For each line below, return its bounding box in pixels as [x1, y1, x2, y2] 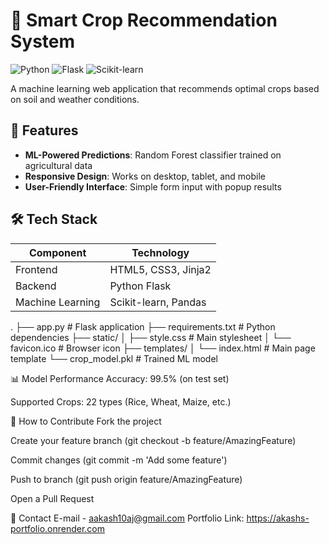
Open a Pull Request [10, 492, 95, 504]
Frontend [15, 262, 58, 276]
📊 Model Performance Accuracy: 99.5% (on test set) [10, 372, 230, 384]
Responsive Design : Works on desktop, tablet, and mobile [24, 170, 266, 182]
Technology [131, 245, 190, 259]
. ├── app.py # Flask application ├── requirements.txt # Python [10, 320, 276, 333]
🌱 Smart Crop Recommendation [10, 9, 278, 32]
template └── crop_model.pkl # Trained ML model [10, 352, 218, 364]
